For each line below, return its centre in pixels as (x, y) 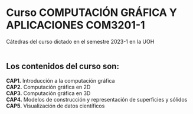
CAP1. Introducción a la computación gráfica (60, 80)
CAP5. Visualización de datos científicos (55, 106)
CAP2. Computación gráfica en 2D (48, 87)
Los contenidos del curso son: (63, 66)
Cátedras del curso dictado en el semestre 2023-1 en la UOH (80, 41)
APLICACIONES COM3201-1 (76, 25)
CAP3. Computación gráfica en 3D (48, 93)
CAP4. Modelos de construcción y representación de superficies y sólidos (97, 99)
